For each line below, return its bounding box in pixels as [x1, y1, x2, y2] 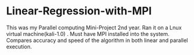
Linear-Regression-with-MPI [6, 4, 152, 18]
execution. [6, 43, 32, 50]
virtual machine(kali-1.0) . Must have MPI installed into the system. [6, 30, 169, 37]
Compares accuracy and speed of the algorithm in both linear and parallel [6, 36, 189, 44]
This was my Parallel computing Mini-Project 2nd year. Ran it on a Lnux [6, 24, 182, 31]
